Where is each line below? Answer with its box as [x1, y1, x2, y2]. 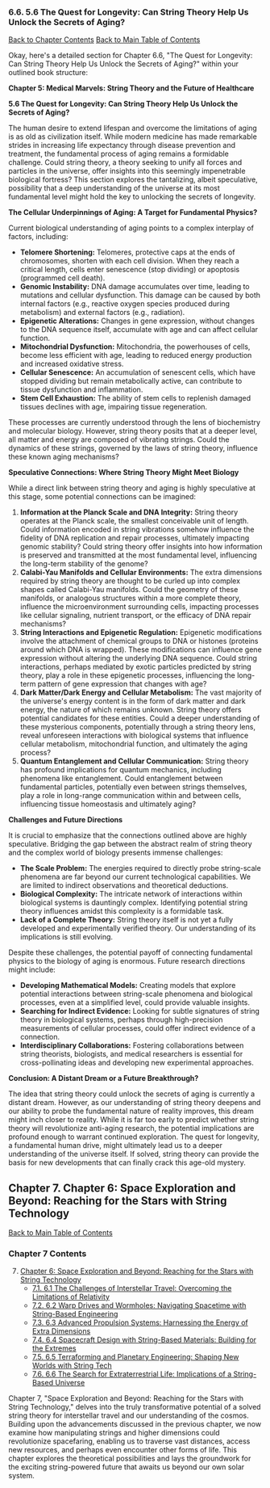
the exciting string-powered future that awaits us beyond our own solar [8, 1462, 245, 1472]
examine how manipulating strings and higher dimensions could [8, 1428, 220, 1438]
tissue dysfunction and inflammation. [19, 385, 143, 394]
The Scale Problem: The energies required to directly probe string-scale [19, 864, 262, 873]
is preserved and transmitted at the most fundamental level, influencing [19, 550, 258, 560]
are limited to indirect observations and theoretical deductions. [19, 881, 229, 890]
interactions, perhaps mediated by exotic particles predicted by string [19, 662, 251, 672]
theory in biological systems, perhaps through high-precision [19, 1015, 223, 1024]
